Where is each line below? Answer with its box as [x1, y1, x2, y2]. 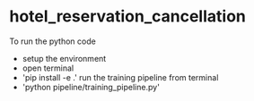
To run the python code [9, 36, 96, 46]
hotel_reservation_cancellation [9, 6, 247, 27]
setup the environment [22, 53, 107, 63]
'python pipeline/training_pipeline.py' [22, 81, 160, 92]
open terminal [22, 63, 74, 73]
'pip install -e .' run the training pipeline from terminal [22, 72, 219, 82]
